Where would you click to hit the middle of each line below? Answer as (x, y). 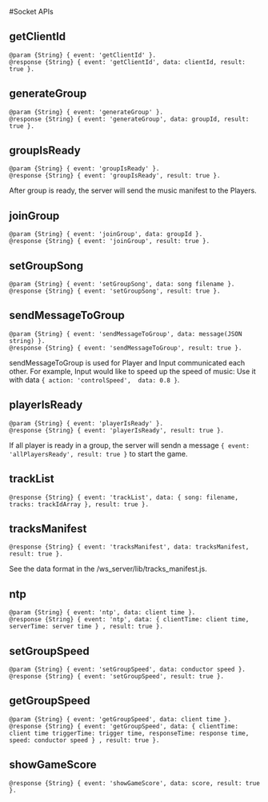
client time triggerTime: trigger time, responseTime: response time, (129, 733)
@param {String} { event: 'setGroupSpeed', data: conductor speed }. (128, 669)
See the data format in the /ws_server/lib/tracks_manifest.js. (108, 569)
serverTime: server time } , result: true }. (86, 627)
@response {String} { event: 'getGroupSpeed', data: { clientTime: (124, 726)
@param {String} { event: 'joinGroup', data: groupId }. (106, 234)
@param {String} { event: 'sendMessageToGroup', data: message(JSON (126, 334)
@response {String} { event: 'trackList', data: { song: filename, (124, 497)
